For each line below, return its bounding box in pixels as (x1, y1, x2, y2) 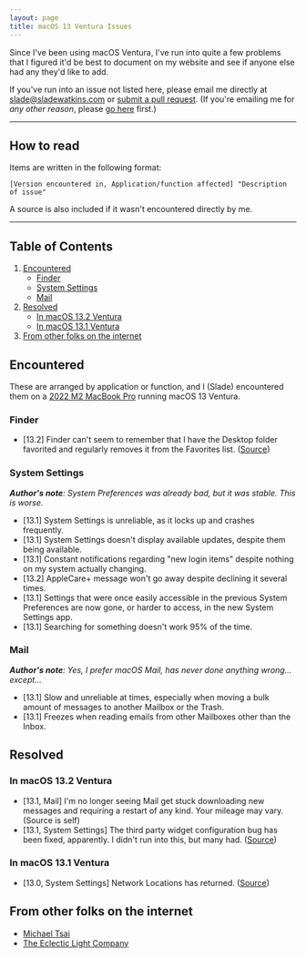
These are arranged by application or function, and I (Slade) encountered (9, 381, 284, 392)
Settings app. (22, 611, 73, 622)
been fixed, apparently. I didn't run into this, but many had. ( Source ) (22, 834, 278, 845)
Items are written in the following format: (9, 162, 162, 173)
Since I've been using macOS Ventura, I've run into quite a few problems (9, 46, 281, 57)
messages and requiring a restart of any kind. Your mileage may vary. (22, 805, 284, 816)
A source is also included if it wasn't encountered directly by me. (9, 204, 253, 215)
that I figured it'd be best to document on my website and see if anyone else (9, 56, 296, 67)
